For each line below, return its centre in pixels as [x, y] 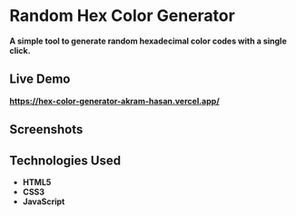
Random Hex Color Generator [123, 16]
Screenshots [46, 129]
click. [20, 50]
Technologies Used [65, 160]
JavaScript [44, 201]
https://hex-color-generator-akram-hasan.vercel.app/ [114, 101]
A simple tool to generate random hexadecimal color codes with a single [148, 41]
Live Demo [40, 79]
